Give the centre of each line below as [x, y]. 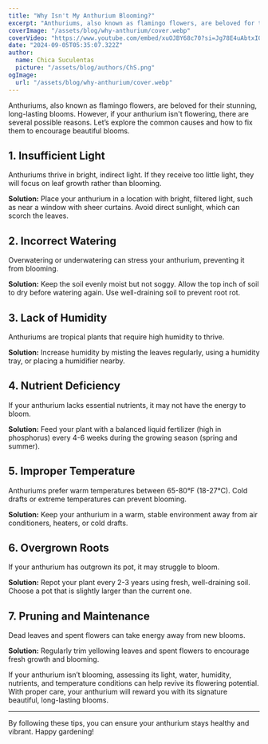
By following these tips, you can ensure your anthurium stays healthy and [129, 723]
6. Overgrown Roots [59, 548]
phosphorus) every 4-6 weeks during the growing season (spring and [123, 437]
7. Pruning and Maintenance [79, 616]
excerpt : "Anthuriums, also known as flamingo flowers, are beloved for [132, 23]
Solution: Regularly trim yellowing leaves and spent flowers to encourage [129, 651]
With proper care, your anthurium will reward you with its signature [118, 692]
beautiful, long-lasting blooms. [59, 700]
